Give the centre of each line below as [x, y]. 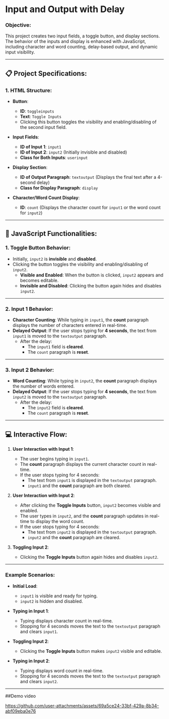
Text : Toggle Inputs [41, 117]
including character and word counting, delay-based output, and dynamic [81, 47]
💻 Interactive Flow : [36, 434]
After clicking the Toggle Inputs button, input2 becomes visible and [90, 505]
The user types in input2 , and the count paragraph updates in [84, 516]
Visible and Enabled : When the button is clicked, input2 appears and [92, 275]
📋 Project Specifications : [46, 74]
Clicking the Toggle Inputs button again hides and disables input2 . [89, 557]
